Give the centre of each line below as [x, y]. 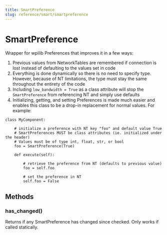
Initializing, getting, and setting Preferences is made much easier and [83, 100]
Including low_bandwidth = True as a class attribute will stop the [78, 89]
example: [22, 111]
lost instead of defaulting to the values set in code [64, 68]
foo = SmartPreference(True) [44, 146]
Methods [19, 197]
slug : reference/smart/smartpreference [47, 15]
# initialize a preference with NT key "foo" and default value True [88, 129]
